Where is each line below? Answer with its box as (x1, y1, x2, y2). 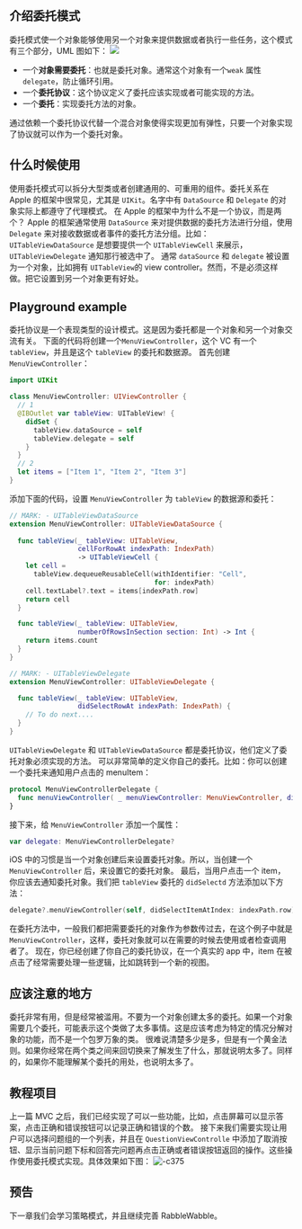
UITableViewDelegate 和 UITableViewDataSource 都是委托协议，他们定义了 (9, 744, 280, 755)
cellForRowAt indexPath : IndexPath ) (77, 545, 216, 554)
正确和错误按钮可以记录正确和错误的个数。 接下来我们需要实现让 (40, 1122, 280, 1133)
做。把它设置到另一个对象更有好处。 (9, 272, 144, 283)
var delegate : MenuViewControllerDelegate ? (9, 837, 175, 846)
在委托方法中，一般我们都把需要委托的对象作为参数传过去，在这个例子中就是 (9, 923, 293, 934)
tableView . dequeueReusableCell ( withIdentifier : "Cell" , (32, 570, 247, 579)
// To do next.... (25, 710, 94, 719)
